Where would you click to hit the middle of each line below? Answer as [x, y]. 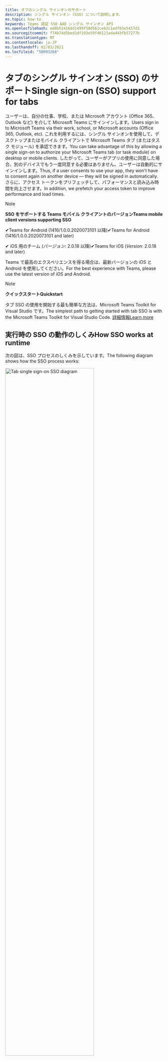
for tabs [22, 102]
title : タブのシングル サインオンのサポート [46, 10]
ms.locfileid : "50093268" [32, 52]
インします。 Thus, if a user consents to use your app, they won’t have [86, 170]
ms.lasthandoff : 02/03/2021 [34, 47]
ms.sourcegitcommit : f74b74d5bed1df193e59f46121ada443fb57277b [72, 33]
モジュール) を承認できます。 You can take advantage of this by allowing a [86, 146]
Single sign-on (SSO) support [94, 91]
